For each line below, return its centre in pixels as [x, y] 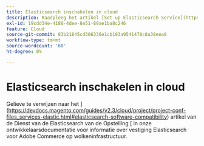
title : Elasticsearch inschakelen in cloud [62, 12]
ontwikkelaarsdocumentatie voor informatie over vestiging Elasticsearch [97, 130]
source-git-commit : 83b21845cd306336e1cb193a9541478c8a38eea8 [87, 35]
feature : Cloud [25, 29]
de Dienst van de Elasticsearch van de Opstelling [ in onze [79, 123]
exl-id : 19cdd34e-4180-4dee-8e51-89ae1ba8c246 [66, 23]
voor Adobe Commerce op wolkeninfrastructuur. [67, 136]
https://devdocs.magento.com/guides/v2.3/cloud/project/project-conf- [97, 110]
